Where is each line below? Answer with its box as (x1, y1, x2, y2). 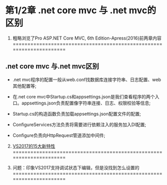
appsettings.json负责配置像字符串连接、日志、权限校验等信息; (21, 100, 151, 106)
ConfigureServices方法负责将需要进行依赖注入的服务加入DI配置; (12, 121, 146, 127)
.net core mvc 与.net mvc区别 (5, 62, 99, 71)
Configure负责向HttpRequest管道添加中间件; (12, 132, 105, 138)
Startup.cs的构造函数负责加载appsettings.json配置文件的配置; (12, 110, 141, 117)
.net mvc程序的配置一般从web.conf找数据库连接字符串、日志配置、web (12, 77, 161, 83)
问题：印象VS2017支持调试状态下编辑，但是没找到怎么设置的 (12, 164, 140, 170)
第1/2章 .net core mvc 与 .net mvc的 (5, 5, 156, 16)
